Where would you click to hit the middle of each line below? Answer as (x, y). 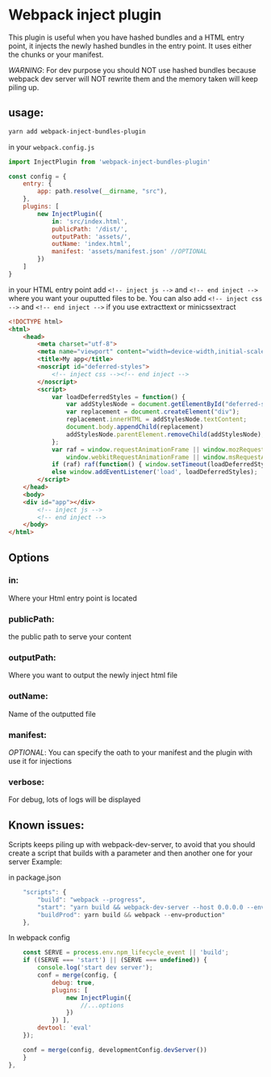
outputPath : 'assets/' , (91, 236)
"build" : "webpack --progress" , (92, 900)
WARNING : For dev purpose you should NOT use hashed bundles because (132, 70)
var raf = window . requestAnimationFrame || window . (140, 449)
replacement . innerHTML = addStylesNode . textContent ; (156, 420)
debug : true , (73, 982)
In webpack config (39, 938)
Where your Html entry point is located (73, 598)
